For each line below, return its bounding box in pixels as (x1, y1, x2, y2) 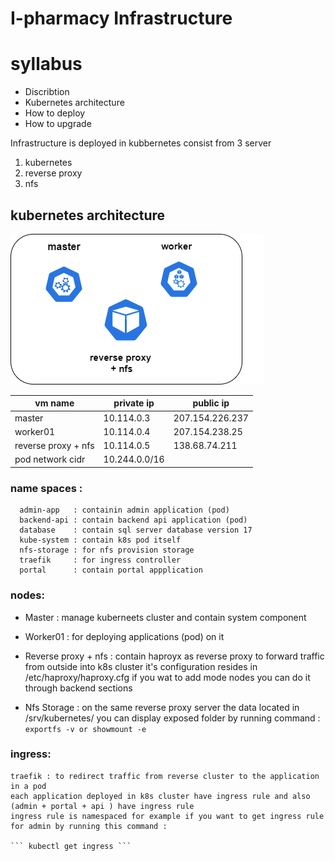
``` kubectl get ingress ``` (10, 841, 132, 851)
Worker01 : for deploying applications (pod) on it (24, 630, 225, 642)
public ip (192, 397, 230, 409)
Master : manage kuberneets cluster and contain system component (24, 611, 307, 623)
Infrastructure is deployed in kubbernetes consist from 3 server (10, 137, 272, 149)
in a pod (10, 781, 47, 791)
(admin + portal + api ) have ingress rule (10, 801, 195, 811)
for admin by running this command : (10, 821, 168, 831)
